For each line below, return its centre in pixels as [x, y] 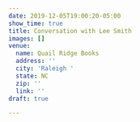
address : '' [36, 61]
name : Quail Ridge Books [57, 53]
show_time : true [36, 23]
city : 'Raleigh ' [45, 69]
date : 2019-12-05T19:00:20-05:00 [65, 16]
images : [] [27, 38]
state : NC [32, 76]
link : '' [30, 91]
